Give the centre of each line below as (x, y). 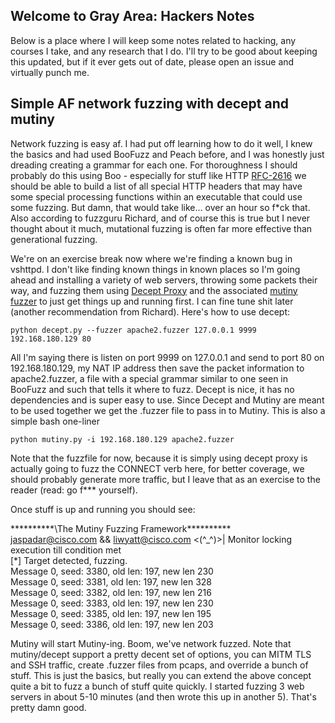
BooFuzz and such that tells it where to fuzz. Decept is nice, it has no (152, 389)
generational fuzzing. (54, 239)
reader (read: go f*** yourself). (74, 490)
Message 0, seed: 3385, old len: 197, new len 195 (111, 613)
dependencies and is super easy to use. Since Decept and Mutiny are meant (167, 400)
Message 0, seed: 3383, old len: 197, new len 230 (112, 603)
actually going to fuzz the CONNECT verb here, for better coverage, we (157, 468)
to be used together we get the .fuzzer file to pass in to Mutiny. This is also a (168, 410)
